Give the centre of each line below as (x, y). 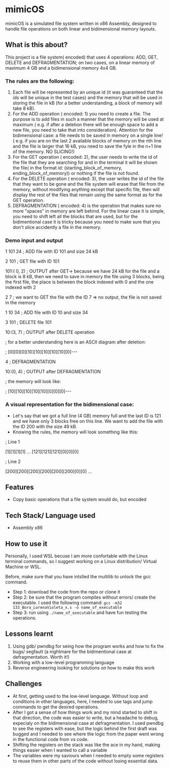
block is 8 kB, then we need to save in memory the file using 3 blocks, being (85, 277)
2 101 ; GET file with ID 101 (32, 261)
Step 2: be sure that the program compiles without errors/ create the (84, 597)
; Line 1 (13, 441)
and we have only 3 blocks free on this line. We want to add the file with (88, 421)
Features (20, 487)
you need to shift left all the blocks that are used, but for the (75, 217)
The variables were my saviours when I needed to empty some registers (88, 755)
